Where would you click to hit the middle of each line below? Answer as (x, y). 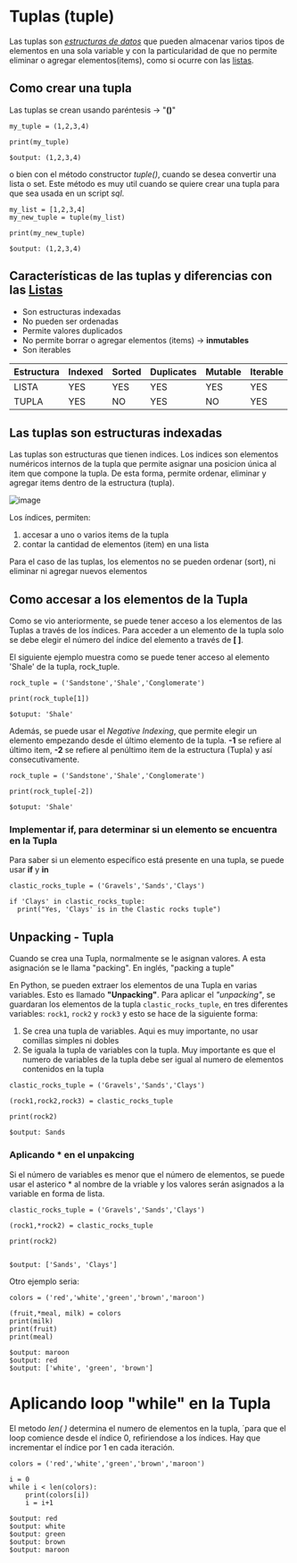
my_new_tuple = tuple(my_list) (67, 217)
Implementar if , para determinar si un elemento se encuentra (144, 830)
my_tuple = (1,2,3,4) (49, 126)
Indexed (86, 371)
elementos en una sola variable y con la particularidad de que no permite (144, 50)
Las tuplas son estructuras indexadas (116, 432)
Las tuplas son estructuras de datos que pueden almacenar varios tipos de (147, 41)
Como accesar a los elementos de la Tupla (128, 600)
